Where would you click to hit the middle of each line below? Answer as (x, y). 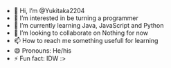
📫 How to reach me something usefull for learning (86, 41)
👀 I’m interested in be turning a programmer (76, 18)
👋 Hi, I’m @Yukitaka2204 (49, 11)
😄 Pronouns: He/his (42, 51)
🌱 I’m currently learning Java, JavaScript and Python (89, 25)
